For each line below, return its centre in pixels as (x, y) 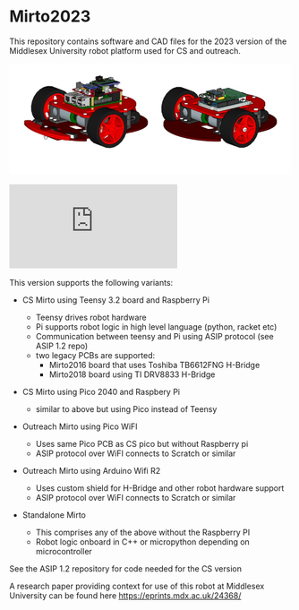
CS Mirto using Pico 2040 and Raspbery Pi (101, 391)
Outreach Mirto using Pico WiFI (80, 426)
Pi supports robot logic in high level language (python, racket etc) (156, 326)
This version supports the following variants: (91, 282)
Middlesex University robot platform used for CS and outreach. (125, 50)
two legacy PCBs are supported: (95, 355)
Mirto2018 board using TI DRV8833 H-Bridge (132, 374)
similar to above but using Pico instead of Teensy (126, 408)
